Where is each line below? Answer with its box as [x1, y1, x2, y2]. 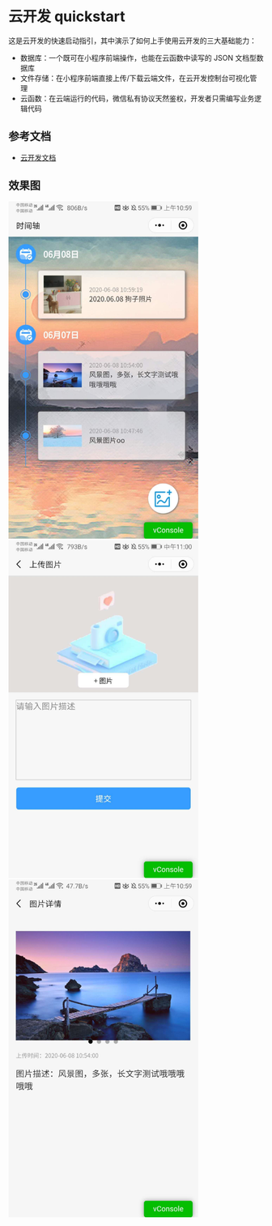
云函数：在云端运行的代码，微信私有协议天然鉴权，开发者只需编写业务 [19, 93, 255, 103]
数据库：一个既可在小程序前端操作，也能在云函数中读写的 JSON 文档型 [19, 53, 257, 62]
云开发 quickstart [8, 7, 125, 26]
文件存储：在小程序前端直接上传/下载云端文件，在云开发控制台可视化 [19, 73, 250, 83]
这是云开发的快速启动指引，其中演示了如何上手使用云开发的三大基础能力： [8, 36, 257, 45]
